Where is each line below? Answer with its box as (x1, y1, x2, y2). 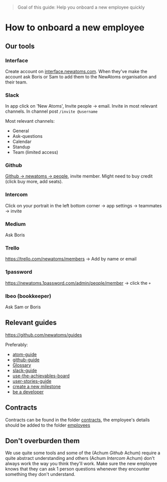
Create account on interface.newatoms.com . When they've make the (5, 68, 147, 74)
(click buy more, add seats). (5, 179, 63, 185)
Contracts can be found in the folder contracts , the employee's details (5, 417, 150, 423)
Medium (5, 220, 26, 227)
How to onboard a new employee (5, 22, 144, 33)
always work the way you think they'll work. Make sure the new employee (5, 460, 157, 467)
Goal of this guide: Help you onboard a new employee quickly (17, 5, 145, 10)
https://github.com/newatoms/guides (5, 332, 82, 338)
